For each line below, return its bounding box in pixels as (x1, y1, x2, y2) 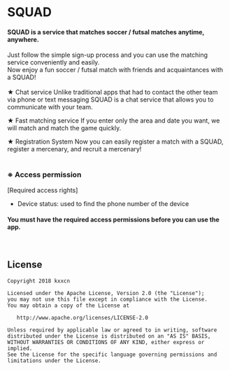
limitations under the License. (7, 357, 101, 364)
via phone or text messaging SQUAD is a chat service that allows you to (7, 95, 214, 104)
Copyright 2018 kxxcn (7, 277, 71, 285)
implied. (7, 345, 33, 352)
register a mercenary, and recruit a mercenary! (7, 145, 142, 153)
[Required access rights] (7, 186, 78, 194)
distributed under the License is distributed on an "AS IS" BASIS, (7, 332, 211, 340)
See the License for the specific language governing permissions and (7, 351, 217, 358)
